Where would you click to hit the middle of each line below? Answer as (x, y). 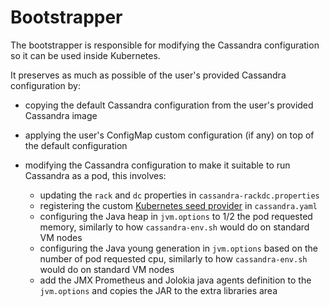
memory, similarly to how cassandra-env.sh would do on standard (174, 227)
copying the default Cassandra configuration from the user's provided (169, 105)
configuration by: (46, 85)
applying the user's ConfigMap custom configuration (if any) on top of (169, 135)
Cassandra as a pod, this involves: (95, 175)
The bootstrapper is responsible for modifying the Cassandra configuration (165, 45)
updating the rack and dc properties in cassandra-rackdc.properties (179, 195)
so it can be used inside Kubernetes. (85, 55)
